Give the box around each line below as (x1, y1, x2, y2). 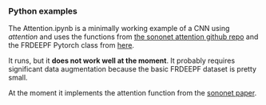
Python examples (8, 6, 77, 17)
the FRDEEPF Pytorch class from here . (8, 41, 134, 50)
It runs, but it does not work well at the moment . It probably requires (8, 56, 236, 65)
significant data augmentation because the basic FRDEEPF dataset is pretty (8, 64, 257, 74)
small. (8, 73, 28, 83)
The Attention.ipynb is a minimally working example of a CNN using (8, 24, 230, 33)
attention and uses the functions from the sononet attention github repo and (8, 32, 259, 41)
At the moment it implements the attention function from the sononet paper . (8, 88, 257, 98)
